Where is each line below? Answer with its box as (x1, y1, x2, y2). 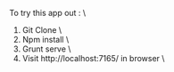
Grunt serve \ (21, 44, 71, 54)
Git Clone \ (21, 25, 62, 35)
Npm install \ (21, 35, 70, 44)
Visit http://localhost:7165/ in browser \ (21, 53, 165, 63)
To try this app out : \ (9, 8, 87, 18)
